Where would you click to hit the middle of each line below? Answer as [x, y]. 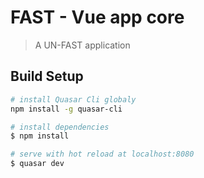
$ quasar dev [37, 164]
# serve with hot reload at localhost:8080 [102, 154]
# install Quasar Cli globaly [73, 99]
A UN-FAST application [82, 45]
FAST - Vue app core [97, 17]
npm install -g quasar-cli [66, 109]
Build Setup [47, 76]
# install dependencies [60, 127]
